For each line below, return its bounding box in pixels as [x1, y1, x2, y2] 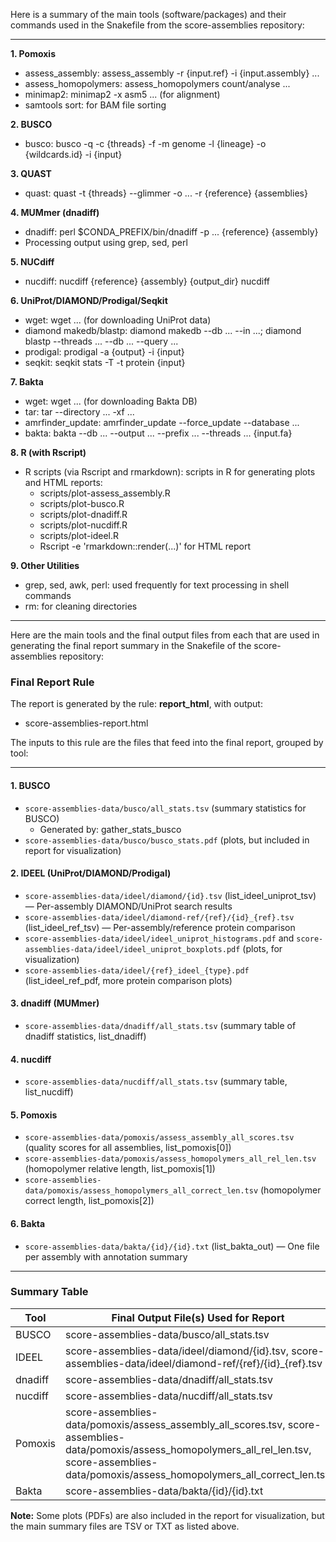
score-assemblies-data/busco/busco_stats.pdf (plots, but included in [24, 834, 310, 846]
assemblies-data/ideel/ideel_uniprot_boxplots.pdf [24, 944, 241, 954]
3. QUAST [10, 168, 52, 179]
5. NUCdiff [10, 256, 55, 268]
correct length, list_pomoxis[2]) [24, 1195, 155, 1207]
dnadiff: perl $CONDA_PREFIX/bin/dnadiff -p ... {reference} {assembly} [24, 226, 319, 238]
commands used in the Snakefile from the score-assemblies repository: [10, 19, 305, 31]
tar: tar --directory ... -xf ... [24, 406, 135, 418]
